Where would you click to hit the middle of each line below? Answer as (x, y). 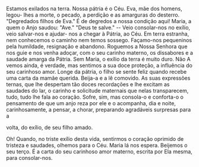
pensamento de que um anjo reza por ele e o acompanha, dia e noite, (91, 103)
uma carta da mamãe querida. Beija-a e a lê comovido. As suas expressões (98, 78)
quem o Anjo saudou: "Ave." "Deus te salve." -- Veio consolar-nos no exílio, (98, 27)
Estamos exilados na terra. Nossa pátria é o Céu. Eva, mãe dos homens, (94, 9)
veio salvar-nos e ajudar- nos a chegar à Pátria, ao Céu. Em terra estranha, (98, 34)
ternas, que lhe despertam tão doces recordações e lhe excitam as (88, 84)
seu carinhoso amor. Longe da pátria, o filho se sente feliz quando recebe (97, 72)
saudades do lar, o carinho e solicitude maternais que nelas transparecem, (97, 91)
